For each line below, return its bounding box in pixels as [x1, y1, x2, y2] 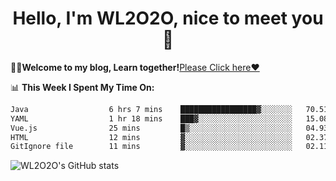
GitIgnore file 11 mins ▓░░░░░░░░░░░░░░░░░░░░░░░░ [10, 142, 293, 152]
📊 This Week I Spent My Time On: [10, 81, 155, 93]
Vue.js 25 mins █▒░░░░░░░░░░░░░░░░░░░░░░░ [10, 123, 293, 133]
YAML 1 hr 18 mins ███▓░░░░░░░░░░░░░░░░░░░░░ [10, 113, 293, 124]
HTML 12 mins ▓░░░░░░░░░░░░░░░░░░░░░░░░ [10, 132, 293, 142]
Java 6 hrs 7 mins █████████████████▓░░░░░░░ [10, 104, 293, 114]
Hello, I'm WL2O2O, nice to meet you [12, 7, 324, 30]
